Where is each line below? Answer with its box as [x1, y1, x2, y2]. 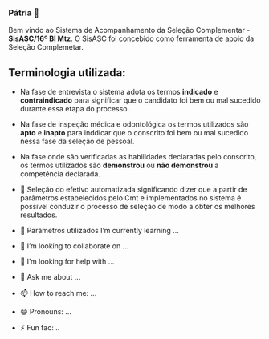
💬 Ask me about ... [19, 272, 81, 282]
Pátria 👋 [8, 7, 40, 18]
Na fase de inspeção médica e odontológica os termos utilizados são [19, 119, 249, 129]
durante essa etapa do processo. [19, 104, 130, 114]
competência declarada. [19, 169, 100, 179]
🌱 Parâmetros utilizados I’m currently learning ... [19, 226, 179, 236]
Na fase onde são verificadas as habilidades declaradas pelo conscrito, [19, 152, 257, 162]
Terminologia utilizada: [8, 66, 126, 79]
